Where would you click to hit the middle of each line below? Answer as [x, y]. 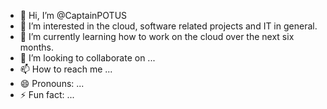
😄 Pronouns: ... [52, 83]
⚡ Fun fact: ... [47, 94]
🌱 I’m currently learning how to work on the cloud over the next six [157, 36]
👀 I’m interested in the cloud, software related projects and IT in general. [168, 26]
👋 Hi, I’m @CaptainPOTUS [73, 15]
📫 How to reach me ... [66, 69]
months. [37, 47]
